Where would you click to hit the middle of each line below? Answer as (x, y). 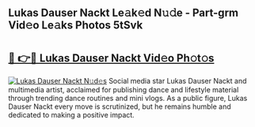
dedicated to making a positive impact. (71, 115)
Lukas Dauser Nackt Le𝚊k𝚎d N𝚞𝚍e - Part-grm (124, 13)
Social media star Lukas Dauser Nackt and (177, 81)
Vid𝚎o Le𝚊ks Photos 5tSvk (76, 26)
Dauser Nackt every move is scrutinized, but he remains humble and (120, 106)
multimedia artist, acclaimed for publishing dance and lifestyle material (124, 90)
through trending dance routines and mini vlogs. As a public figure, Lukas (128, 98)
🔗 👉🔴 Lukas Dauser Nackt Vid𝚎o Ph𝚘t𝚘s (111, 58)
